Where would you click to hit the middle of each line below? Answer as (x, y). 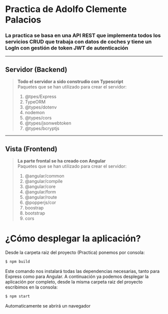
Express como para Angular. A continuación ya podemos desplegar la (77, 276)
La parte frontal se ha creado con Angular (61, 161)
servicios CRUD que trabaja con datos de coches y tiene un (78, 42)
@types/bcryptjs (42, 128)
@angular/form (40, 192)
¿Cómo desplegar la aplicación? (73, 239)
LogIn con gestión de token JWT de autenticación (67, 48)
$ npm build (17, 262)
